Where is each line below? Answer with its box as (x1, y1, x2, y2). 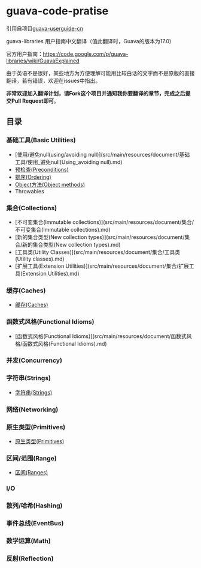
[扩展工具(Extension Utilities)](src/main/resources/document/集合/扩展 (14, 262, 190, 270)
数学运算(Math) (6, 536, 51, 545)
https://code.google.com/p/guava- (42, 50, 129, 58)
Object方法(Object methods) (14, 181, 86, 188)
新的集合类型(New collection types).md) (22, 241, 121, 248)
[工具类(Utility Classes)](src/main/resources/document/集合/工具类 (14, 248, 181, 256)
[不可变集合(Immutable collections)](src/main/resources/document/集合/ (14, 218, 194, 226)
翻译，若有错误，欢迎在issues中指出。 (6, 77, 100, 84)
